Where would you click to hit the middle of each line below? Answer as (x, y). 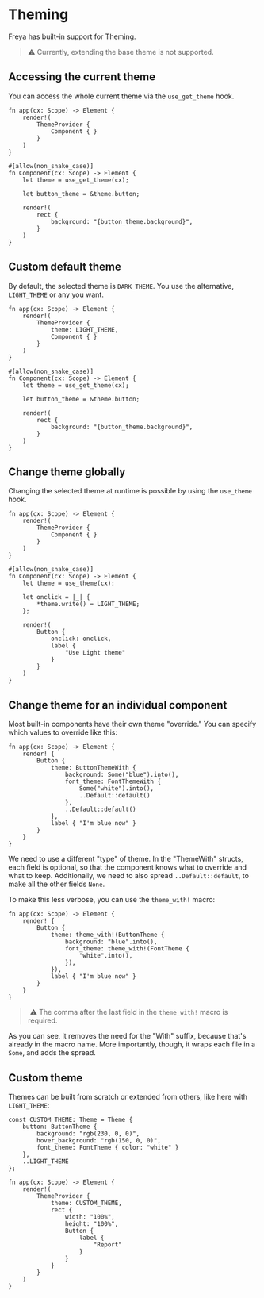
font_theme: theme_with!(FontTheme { (127, 949)
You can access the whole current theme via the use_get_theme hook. (121, 96)
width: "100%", (90, 1217)
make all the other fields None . (57, 884)
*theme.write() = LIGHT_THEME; (88, 605)
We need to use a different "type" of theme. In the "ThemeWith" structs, (126, 859)
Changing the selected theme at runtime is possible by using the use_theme (130, 491)
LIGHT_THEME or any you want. (56, 294)
